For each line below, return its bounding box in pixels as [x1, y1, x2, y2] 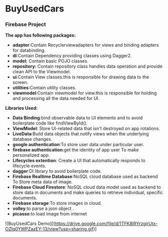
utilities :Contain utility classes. [12, 85, 77, 91]
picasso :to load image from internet [12, 211, 87, 217]
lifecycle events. [12, 163, 47, 169]
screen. [12, 79, 29, 85]
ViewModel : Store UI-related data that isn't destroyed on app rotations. [12, 126, 160, 132]
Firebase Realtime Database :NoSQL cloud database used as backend [12, 174, 158, 180]
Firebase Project [5, 21, 46, 28]
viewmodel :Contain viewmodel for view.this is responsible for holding [12, 90, 157, 96]
